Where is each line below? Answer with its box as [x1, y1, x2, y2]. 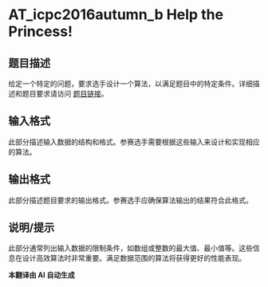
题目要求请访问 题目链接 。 [22, 89, 108, 98]
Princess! [8, 22, 73, 41]
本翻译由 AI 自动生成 [8, 270, 76, 280]
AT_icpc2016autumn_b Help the [8, 6, 224, 24]
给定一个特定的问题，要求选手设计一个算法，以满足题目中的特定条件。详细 [8, 79, 253, 88]
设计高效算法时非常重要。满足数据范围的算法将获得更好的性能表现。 [22, 254, 246, 263]
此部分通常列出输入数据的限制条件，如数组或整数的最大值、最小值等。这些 [8, 243, 253, 253]
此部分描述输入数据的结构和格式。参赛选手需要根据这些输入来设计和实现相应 [8, 137, 260, 147]
